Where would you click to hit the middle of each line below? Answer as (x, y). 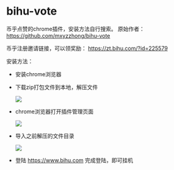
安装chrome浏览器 (38, 74)
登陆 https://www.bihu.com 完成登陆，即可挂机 (74, 160)
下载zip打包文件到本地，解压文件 (56, 87)
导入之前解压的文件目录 (45, 136)
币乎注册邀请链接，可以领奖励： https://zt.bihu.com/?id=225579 (87, 48)
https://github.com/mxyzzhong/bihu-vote (58, 35)
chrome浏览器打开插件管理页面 (54, 112)
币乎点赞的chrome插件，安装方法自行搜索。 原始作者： (76, 29)
